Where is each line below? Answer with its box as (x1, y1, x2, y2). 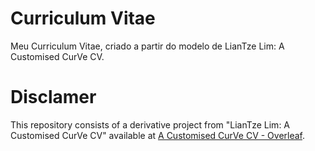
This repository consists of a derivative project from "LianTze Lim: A (10, 118, 291, 131)
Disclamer (10, 86, 97, 109)
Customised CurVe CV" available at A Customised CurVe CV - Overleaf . (10, 129, 306, 141)
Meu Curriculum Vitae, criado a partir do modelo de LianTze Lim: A (10, 40, 285, 52)
